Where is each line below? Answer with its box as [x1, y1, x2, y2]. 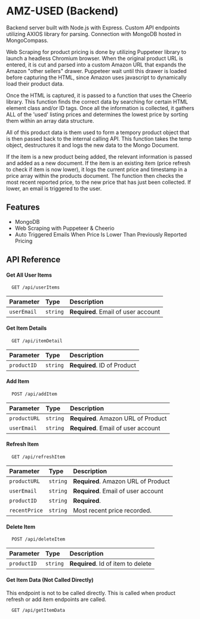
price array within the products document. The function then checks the [6, 172, 184, 179]
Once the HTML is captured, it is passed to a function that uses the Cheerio [6, 92, 192, 99]
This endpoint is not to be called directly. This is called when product [6, 590, 176, 597]
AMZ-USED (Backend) [6, 4, 119, 18]
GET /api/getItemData [11, 608, 66, 614]
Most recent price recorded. [73, 506, 152, 514]
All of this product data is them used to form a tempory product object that [6, 129, 190, 136]
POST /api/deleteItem [11, 536, 66, 542]
